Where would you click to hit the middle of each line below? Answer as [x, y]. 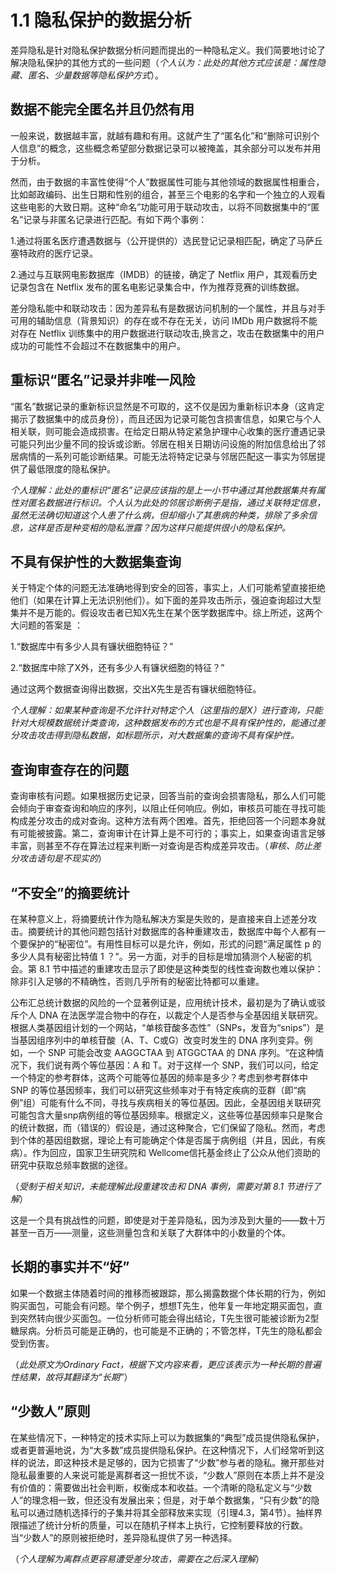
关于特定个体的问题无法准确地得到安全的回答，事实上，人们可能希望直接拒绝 [168, 588]
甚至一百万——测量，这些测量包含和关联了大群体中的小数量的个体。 [150, 1232]
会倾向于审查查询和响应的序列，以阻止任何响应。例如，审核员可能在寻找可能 [168, 808]
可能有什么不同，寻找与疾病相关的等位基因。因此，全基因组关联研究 [181, 1102]
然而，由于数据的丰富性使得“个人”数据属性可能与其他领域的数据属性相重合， [167, 182]
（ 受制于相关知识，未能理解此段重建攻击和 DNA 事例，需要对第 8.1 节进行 [161, 1186]
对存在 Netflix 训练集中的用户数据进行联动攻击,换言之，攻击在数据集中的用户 [167, 333]
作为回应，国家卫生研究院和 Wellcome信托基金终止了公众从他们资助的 [176, 1152]
